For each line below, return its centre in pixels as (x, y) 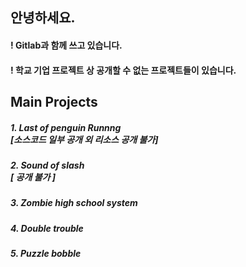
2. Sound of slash (47, 165)
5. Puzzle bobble (46, 254)
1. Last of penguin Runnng (66, 127)
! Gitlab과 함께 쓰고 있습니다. (66, 45)
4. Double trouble (47, 228)
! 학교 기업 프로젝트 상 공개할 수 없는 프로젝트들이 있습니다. (123, 70)
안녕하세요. (43, 18)
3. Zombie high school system (74, 203)
